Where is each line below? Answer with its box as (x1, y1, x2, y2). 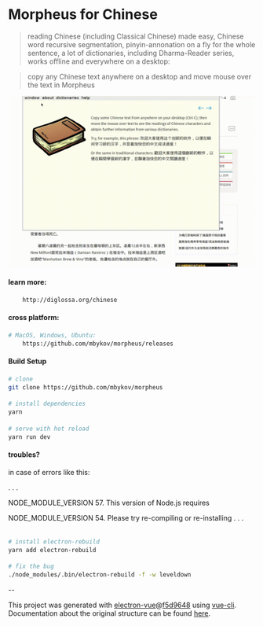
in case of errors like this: (8, 467, 90, 477)
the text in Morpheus (27, 80, 96, 90)
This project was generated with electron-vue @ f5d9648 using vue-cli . (8, 600, 237, 610)
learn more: (8, 278, 47, 287)
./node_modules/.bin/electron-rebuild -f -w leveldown (8, 571, 192, 579)
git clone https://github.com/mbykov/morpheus (8, 383, 163, 391)
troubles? (8, 450, 41, 459)
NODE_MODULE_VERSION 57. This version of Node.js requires (8, 498, 210, 507)
